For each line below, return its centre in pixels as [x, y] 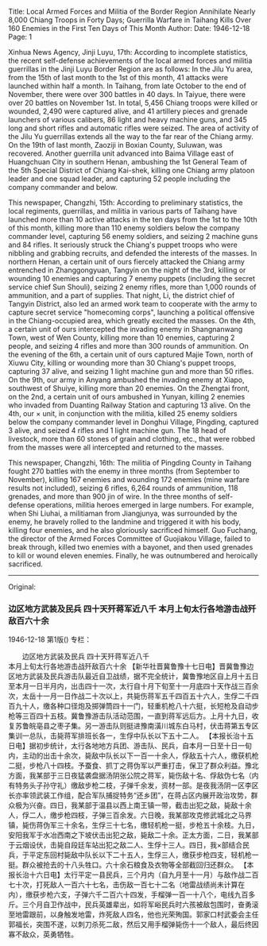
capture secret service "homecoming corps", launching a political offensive [132, 312]
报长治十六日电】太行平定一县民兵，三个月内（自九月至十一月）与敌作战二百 [133, 875]
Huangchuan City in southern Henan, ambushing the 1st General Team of [128, 162]
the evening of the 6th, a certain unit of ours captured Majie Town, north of [131, 354]
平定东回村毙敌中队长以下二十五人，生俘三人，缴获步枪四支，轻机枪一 [144, 855]
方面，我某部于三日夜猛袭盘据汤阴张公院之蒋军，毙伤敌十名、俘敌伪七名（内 [133, 776]
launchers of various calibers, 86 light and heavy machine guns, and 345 [128, 120]
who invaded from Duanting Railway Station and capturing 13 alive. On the [130, 405]
